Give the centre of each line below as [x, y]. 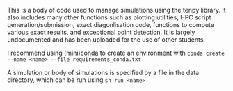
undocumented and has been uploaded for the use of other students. [106, 40]
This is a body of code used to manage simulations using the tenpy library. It [116, 10]
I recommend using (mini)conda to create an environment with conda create [116, 53]
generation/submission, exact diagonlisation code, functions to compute [111, 25]
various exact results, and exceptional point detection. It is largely [101, 32]
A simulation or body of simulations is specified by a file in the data [103, 73]
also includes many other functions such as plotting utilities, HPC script [109, 17]
